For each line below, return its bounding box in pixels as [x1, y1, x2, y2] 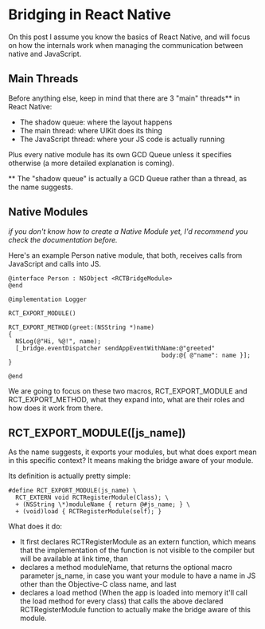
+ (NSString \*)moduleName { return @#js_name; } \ [15, 500, 191, 508]
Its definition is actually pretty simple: [8, 471, 131, 481]
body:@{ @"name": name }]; [161, 351, 251, 359]
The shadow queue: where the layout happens [19, 117, 173, 127]
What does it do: [8, 521, 62, 532]
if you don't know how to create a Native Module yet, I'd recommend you [8, 226, 248, 236]
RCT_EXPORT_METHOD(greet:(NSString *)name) [8, 323, 155, 331]
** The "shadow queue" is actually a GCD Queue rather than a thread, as [8, 173, 247, 183]
